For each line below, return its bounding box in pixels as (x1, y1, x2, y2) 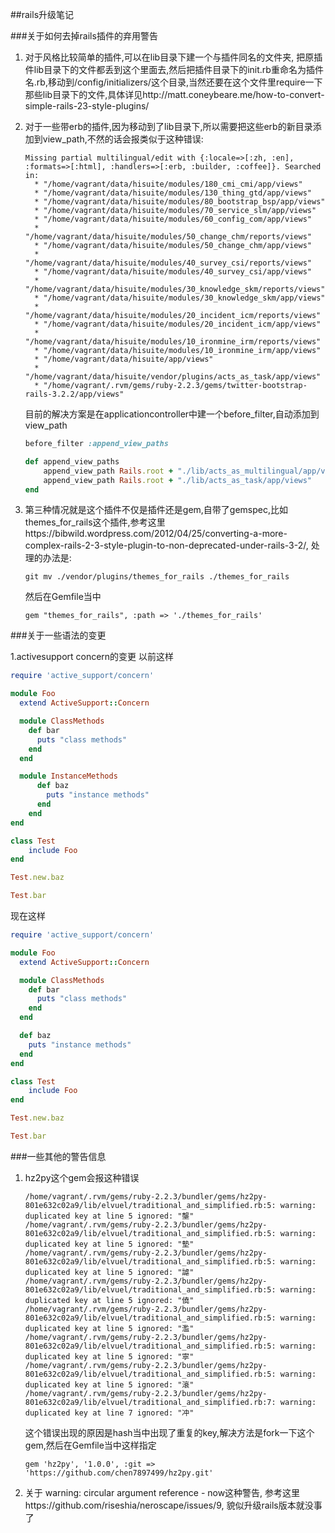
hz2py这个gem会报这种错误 (24, 1171, 140, 1183)
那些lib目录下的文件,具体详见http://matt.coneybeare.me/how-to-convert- (24, 89, 325, 100)
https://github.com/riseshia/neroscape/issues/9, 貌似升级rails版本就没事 (24, 1499, 323, 1511)
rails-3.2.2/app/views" (24, 389, 125, 399)
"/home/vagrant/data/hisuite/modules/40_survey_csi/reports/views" (24, 258, 312, 268)
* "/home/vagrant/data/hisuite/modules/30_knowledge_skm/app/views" (34, 293, 326, 303)
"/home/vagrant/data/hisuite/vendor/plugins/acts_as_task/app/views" (24, 372, 322, 382)
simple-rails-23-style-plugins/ (24, 100, 150, 112)
